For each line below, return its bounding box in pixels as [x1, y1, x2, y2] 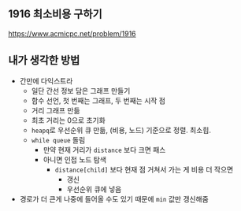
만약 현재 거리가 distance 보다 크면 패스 [43, 145, 166, 154]
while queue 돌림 [31, 135, 86, 144]
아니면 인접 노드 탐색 [43, 154, 107, 164]
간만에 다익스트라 [19, 76, 73, 85]
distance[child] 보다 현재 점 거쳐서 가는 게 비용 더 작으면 [54, 165, 234, 174]
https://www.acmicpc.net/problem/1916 [8, 28, 136, 38]
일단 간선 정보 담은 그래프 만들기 [31, 86, 131, 95]
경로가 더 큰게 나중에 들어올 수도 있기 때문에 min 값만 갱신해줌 [19, 194, 209, 203]
